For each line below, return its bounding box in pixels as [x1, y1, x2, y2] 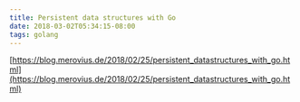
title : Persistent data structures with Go [9, 13, 177, 23]
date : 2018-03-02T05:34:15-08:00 [9, 22, 136, 31]
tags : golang [9, 30, 59, 39]
